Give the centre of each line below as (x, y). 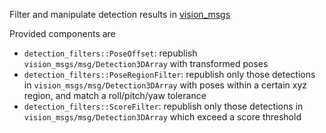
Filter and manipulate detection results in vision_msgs (120, 14)
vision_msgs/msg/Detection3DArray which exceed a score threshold (162, 117)
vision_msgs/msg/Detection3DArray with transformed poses (146, 63)
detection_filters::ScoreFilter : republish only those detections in (163, 106)
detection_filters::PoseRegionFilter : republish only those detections (169, 74)
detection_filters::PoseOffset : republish (110, 53)
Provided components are (62, 33)
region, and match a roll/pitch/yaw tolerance (115, 95)
